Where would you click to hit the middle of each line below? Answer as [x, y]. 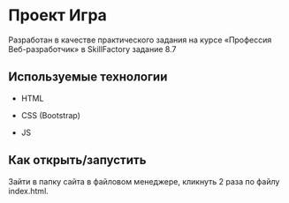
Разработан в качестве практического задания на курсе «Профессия [140, 40]
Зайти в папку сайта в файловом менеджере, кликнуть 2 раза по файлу [144, 181]
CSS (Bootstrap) [51, 115]
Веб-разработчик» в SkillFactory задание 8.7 [92, 49]
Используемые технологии [88, 77]
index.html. [29, 191]
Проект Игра [58, 15]
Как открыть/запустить [77, 160]
